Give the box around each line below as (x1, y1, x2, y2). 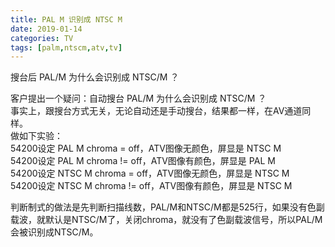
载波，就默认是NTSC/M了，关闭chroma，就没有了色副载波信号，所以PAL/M (10, 214, 323, 226)
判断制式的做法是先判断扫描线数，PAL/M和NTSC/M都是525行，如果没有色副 (10, 201, 325, 213)
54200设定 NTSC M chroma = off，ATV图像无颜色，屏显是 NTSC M (10, 167, 290, 180)
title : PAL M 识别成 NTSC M (10, 14, 123, 25)
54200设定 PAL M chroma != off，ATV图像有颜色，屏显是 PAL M (10, 155, 276, 167)
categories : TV (10, 33, 74, 43)
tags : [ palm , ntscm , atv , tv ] (10, 42, 123, 53)
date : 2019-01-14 (10, 24, 83, 34)
